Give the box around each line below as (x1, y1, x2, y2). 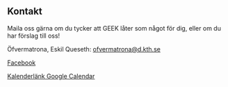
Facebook (7, 58, 36, 67)
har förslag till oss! (7, 31, 60, 40)
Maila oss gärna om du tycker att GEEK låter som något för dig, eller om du (7, 24, 221, 32)
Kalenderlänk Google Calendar (7, 72, 95, 80)
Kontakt (7, 6, 43, 17)
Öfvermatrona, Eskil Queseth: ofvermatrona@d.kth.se (7, 45, 161, 53)
